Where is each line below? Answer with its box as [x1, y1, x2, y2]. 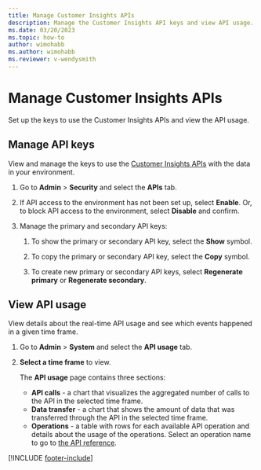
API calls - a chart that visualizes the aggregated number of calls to [31, 388, 250, 398]
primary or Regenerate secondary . [31, 275, 147, 285]
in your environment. [8, 167, 75, 177]
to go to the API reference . [31, 438, 118, 448]
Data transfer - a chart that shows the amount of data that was [31, 405, 235, 414]
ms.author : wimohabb [8, 48, 76, 56]
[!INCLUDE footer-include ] [8, 453, 93, 463]
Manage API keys [8, 138, 96, 152]
